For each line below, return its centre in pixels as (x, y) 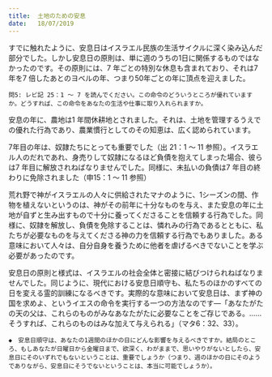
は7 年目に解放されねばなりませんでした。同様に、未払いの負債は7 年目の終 (135, 167)
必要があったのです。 (44, 255)
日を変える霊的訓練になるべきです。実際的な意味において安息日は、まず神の (136, 293)
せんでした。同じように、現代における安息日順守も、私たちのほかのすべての (135, 283)
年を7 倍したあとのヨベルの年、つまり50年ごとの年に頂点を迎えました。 (129, 78)
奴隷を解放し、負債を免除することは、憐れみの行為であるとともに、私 (147, 225)
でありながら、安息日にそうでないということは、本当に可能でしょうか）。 (112, 366)
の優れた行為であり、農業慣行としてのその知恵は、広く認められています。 (132, 130)
